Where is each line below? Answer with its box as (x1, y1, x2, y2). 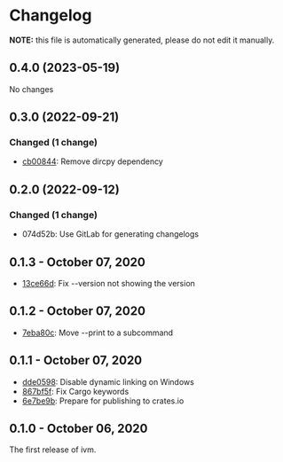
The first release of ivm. (9, 444, 97, 455)
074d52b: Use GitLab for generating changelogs (21, 229, 200, 239)
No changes (9, 83, 54, 94)
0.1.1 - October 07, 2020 (9, 353, 143, 368)
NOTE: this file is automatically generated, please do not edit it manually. (9, 35, 275, 45)
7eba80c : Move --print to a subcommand (21, 327, 174, 338)
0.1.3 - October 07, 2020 (9, 254, 146, 270)
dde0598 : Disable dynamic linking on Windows (21, 376, 195, 387)
